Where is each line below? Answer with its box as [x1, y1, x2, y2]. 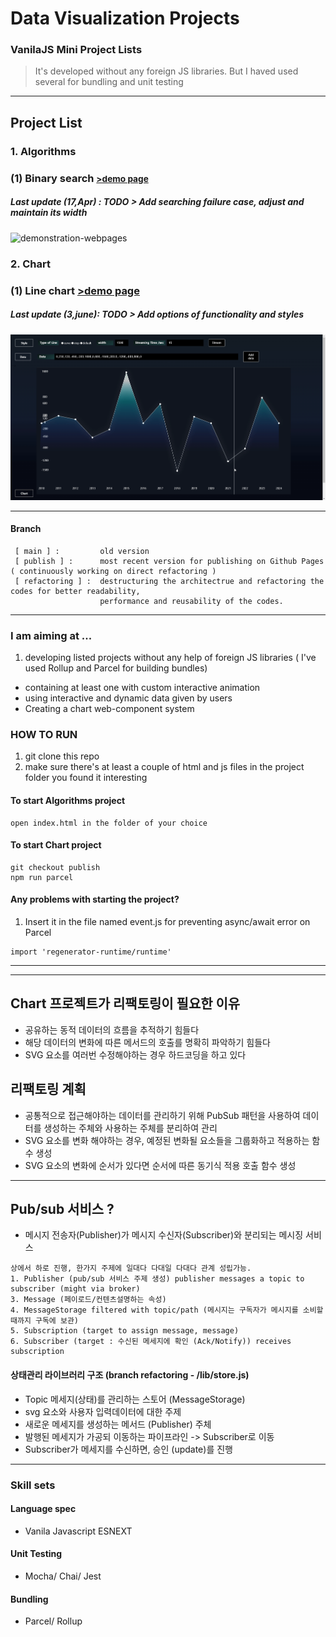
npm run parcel [10, 872, 74, 882]
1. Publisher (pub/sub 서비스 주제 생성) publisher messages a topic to [10, 1274, 305, 1284]
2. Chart [10, 257, 51, 271]
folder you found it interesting [24, 772, 148, 784]
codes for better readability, [10, 586, 141, 596]
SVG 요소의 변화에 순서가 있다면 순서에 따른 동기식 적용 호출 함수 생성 [24, 1159, 297, 1171]
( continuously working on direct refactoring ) [10, 566, 217, 576]
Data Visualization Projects [10, 7, 240, 30]
